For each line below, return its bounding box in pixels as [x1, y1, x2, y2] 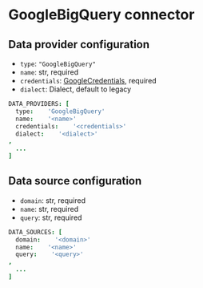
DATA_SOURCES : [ [8, 228, 62, 236]
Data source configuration [8, 174, 142, 188]
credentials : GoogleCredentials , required [19, 76, 157, 85]
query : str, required [19, 213, 82, 222]
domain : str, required [19, 195, 86, 205]
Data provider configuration [8, 38, 150, 51]
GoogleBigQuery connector [8, 6, 195, 24]
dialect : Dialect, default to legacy [19, 84, 132, 94]
